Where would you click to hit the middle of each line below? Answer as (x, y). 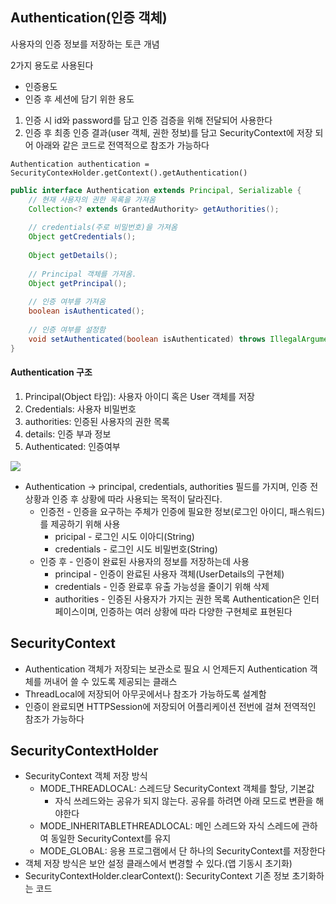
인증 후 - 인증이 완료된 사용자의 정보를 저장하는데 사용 (144, 561)
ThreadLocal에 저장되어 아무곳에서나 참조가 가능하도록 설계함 (145, 694)
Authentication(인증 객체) (89, 18)
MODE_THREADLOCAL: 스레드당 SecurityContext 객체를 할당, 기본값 (177, 789)
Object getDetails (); (73, 255)
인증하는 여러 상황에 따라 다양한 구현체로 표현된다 (196, 611)
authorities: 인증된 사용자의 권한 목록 (97, 421)
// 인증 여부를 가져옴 (67, 302)
